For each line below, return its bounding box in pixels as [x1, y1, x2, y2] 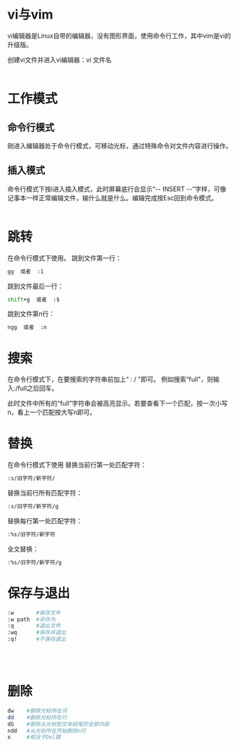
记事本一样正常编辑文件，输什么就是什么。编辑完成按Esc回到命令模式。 [7, 193, 218, 202]
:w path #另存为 [7, 616, 56, 623]
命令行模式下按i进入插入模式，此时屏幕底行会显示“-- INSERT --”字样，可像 [7, 185, 227, 193]
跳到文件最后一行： [7, 282, 64, 290]
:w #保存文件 [7, 609, 61, 617]
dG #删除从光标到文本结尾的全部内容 [7, 721, 110, 728]
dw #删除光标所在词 [7, 707, 68, 714]
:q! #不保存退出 [7, 636, 66, 643]
